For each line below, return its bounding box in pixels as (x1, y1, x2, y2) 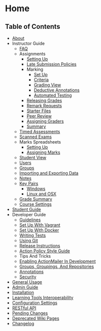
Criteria (34, 77, 49, 83)
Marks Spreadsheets (19, 139, 61, 145)
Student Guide (12, 207, 41, 212)
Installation (12, 290, 34, 295)
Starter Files (26, 108, 51, 114)
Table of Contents (5, 22, 61, 31)
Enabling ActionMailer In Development (19, 258, 96, 264)
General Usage (12, 279, 42, 285)
